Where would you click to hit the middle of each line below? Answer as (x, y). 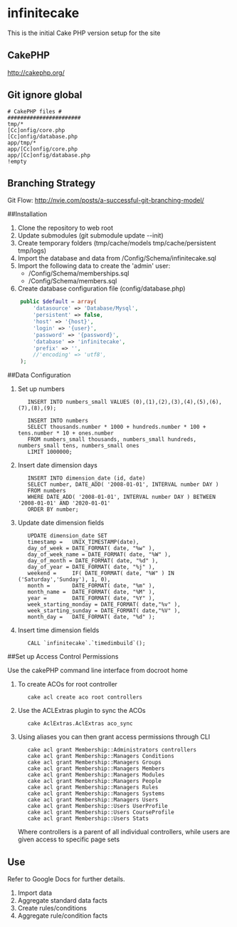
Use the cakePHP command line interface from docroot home (98, 670)
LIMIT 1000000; (50, 452)
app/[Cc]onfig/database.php (49, 155)
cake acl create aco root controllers (85, 697)
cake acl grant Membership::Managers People (94, 781)
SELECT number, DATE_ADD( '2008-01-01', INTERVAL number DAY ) (123, 485)
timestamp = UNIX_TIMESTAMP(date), (83, 542)
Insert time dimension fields (58, 630)
